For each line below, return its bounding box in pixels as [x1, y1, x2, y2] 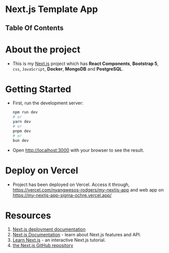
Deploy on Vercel [5, 165, 78, 176]
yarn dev [12, 119, 31, 124]
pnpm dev [12, 129, 31, 134]
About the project [5, 44, 81, 55]
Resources [5, 210, 51, 221]
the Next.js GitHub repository [12, 242, 74, 248]
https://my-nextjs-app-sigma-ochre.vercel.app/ [12, 192, 112, 198]
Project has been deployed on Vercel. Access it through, [12, 181, 130, 187]
